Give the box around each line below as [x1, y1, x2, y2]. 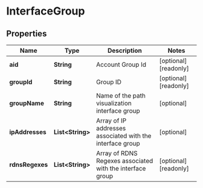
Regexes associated [95, 156, 153, 165]
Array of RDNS [95, 149, 138, 157]
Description [108, 47, 142, 55]
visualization [95, 99, 132, 107]
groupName [9, 99, 44, 107]
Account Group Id [95, 61, 147, 69]
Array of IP [95, 116, 127, 125]
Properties [6, 29, 47, 39]
